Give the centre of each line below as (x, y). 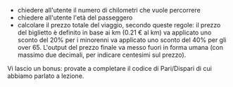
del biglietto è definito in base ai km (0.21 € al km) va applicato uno (114, 32)
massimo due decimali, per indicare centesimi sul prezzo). (102, 55)
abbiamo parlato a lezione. (46, 76)
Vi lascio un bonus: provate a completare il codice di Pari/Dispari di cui (110, 68)
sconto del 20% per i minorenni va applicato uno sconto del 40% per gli (122, 40)
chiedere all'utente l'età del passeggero (75, 18)
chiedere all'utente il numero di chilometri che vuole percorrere (109, 10)
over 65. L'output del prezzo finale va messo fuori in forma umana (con (120, 47)
